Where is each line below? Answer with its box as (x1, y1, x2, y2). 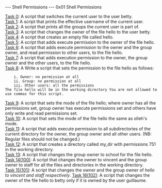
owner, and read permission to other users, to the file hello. (5, 50, 123, 55)
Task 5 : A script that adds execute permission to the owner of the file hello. (5, 39, 155, 45)
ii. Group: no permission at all (14, 79, 81, 84)
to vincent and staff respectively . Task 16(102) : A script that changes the (5, 172, 150, 178)
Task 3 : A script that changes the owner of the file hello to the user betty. (5, 29, 151, 34)
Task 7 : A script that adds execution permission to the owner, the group (5, 55, 148, 60)
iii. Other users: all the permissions (14, 83, 95, 88)
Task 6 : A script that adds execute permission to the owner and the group (5, 45, 152, 50)
